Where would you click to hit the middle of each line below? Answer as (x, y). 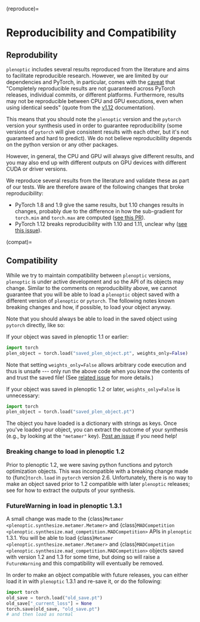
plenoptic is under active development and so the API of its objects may (95, 282)
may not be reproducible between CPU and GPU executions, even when (95, 101)
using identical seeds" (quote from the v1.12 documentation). (81, 108)
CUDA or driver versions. (37, 169)
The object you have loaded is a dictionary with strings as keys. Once (92, 423)
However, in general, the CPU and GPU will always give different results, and (100, 156)
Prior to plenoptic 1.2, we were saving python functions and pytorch (90, 464)
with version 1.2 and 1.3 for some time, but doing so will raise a (83, 557)
